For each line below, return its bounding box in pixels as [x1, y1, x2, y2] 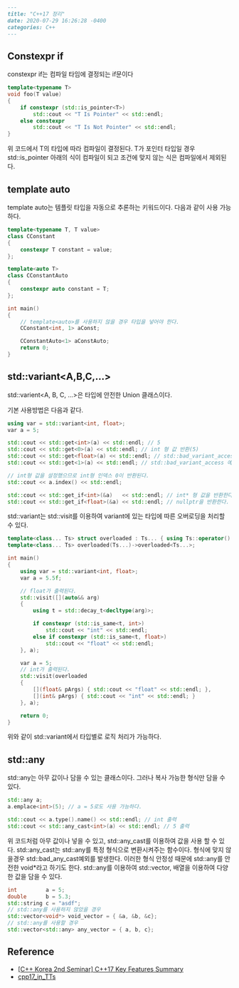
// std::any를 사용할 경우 [7, 920, 78, 927]
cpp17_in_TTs [17, 972, 56, 981]
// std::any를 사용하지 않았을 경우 [7, 906, 101, 913]
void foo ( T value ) [7, 91, 62, 98]
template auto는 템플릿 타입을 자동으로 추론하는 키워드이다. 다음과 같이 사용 [7, 203, 218, 211]
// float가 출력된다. [20, 587, 77, 595]
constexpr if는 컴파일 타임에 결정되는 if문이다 [7, 70, 134, 78]
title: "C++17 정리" [7, 10, 65, 18]
